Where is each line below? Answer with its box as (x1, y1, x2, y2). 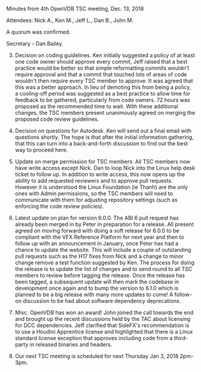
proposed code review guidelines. (14, 115, 100, 123)
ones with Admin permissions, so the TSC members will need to (14, 190, 173, 197)
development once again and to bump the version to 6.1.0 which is (14, 285, 179, 291)
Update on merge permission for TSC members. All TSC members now (14, 158, 191, 165)
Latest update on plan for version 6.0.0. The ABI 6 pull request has (14, 215, 179, 221)
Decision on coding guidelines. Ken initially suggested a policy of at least (14, 52, 195, 59)
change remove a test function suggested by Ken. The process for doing (14, 259, 195, 266)
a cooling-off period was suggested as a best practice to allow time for (14, 90, 191, 97)
